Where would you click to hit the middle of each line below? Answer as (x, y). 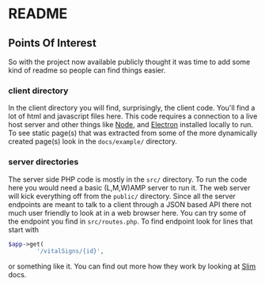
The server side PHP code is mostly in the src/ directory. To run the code (128, 179)
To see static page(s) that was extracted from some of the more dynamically (133, 133)
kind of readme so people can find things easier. (87, 70)
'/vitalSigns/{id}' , (70, 251)
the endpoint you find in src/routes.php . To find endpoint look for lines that (131, 221)
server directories (44, 162)
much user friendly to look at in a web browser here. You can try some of (127, 213)
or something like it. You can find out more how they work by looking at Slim (132, 266)
